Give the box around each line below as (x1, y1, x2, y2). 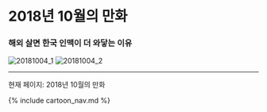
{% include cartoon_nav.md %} (8, 96, 111, 106)
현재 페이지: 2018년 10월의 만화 (8, 80, 106, 90)
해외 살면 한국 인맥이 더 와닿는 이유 (8, 37, 133, 48)
